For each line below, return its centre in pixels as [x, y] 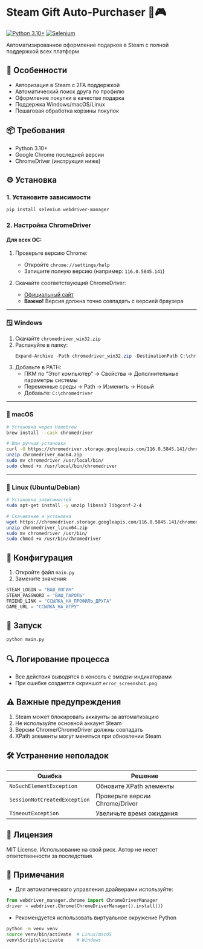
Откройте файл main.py [45, 573]
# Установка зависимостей [39, 500]
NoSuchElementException [43, 786]
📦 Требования [36, 130]
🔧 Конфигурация [40, 558]
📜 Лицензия [30, 835]
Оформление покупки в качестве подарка [70, 97]
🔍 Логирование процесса [58, 659]
